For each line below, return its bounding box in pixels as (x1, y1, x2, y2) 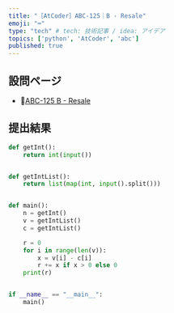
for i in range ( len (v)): (23, 246, 107, 255)
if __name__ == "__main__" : (8, 290, 104, 299)
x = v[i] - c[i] (37, 254, 92, 262)
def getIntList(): (8, 172, 70, 180)
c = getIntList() (23, 224, 82, 232)
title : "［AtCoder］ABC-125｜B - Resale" (8, 11, 146, 20)
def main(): (8, 201, 49, 210)
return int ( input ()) (23, 150, 92, 159)
